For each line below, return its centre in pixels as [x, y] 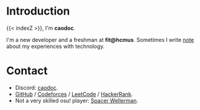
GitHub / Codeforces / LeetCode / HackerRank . [74, 94]
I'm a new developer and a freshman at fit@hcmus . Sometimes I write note [100, 40]
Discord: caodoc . [37, 88]
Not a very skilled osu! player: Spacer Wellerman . [76, 100]
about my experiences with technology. [55, 46]
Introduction [38, 11]
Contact [27, 71]
